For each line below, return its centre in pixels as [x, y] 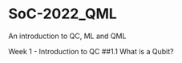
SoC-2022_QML [63, 14]
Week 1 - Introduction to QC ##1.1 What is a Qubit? [91, 51]
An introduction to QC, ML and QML [67, 36]
